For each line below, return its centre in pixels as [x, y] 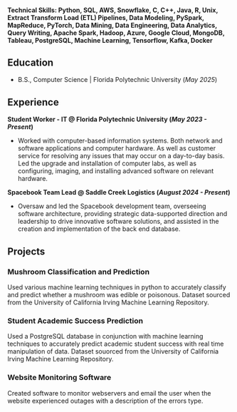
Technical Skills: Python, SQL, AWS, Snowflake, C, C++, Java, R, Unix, [113, 10]
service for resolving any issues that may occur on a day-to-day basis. [121, 156]
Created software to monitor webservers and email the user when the [109, 393]
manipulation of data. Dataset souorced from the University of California [113, 351]
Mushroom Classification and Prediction [79, 272]
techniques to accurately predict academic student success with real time [116, 344]
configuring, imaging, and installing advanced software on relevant [116, 171]
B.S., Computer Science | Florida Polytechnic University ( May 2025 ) [117, 80]
